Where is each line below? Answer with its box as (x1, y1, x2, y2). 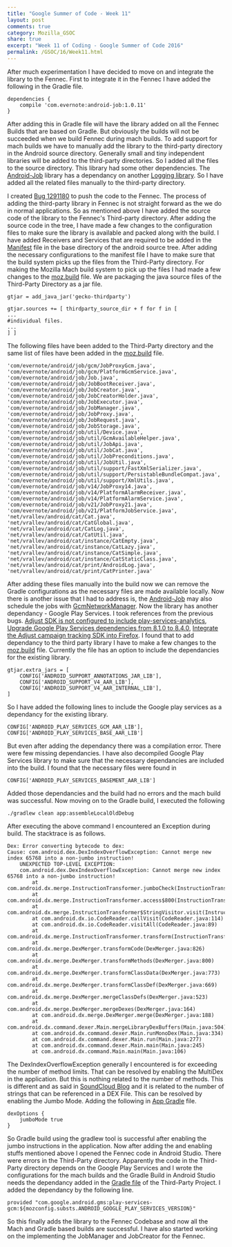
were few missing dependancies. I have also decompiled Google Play (7, 748, 204, 757)
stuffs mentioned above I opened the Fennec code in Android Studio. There (7, 1149, 222, 1157)
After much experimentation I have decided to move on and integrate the (7, 67, 214, 76)
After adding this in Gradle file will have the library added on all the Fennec (7, 119, 220, 128)
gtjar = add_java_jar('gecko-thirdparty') (7, 293, 131, 300)
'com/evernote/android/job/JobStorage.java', (7, 423, 140, 429)
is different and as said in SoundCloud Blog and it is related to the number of (7, 1082, 224, 1090)
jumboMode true (19, 1116, 64, 1123)
